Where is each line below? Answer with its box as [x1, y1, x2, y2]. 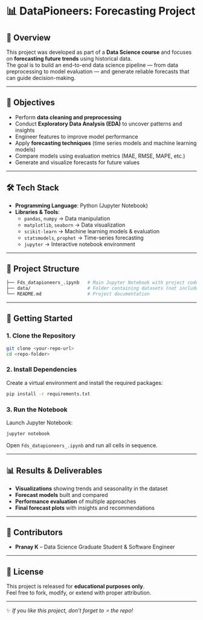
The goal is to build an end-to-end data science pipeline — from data [6, 61, 178, 68]
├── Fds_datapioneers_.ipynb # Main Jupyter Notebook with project [6, 279, 185, 286]
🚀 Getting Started [6, 313, 73, 324]
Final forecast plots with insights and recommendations [14, 504, 155, 512]
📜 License [6, 567, 44, 577]
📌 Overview [6, 32, 51, 42]
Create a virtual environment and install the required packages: [6, 379, 163, 386]
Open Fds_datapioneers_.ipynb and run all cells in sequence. [6, 441, 158, 448]
